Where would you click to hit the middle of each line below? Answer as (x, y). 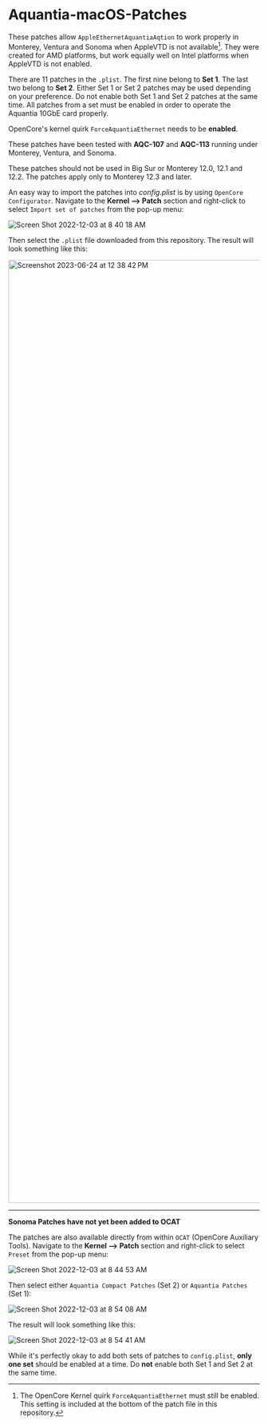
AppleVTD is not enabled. (50, 64)
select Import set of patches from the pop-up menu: (96, 209)
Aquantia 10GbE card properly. (59, 113)
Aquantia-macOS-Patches (98, 15)
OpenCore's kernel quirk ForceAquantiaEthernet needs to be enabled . (123, 129)
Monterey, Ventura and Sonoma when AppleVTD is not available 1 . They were (134, 46)
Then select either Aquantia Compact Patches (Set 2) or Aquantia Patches (128, 1285)
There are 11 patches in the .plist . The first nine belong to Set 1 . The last (128, 79)
